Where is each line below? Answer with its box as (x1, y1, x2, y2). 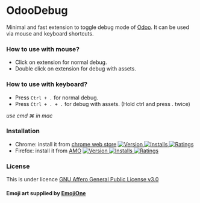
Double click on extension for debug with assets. (14, 65, 137, 72)
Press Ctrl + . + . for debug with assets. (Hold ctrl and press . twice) (14, 100, 191, 107)
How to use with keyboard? (6, 80, 88, 89)
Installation (6, 127, 40, 136)
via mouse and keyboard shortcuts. (6, 30, 94, 37)
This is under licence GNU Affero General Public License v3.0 (6, 176, 159, 183)
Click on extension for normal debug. (14, 58, 107, 66)
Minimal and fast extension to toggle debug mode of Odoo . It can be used (6, 23, 190, 31)
